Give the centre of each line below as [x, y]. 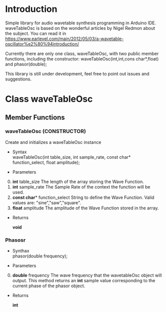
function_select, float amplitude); [46, 162]
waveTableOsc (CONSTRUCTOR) [45, 131]
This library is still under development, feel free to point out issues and [77, 73]
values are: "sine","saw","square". [46, 202]
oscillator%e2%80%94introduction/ [42, 44]
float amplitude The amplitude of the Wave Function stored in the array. [85, 208]
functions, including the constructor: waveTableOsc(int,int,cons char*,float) [82, 59]
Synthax [21, 251]
